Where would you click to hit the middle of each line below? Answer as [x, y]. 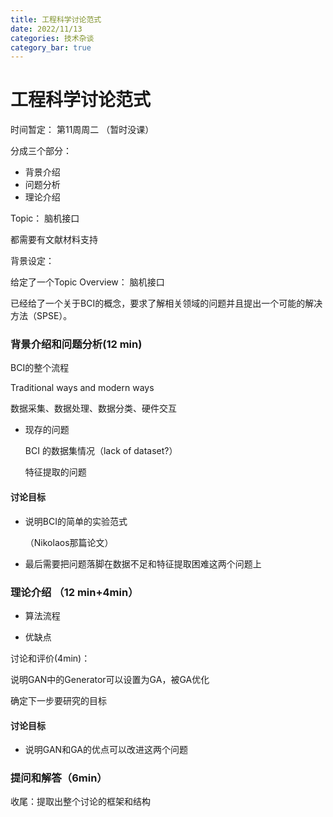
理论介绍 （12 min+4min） [74, 592]
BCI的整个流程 [40, 368]
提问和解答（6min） [59, 778]
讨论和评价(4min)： [50, 658]
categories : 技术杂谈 [52, 38]
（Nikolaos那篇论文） [69, 542]
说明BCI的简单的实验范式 [76, 521]
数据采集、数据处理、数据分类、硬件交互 [93, 408]
